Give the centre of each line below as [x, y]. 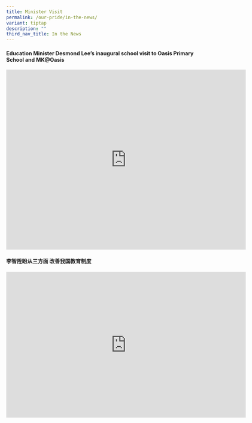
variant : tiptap [26, 23]
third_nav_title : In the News [44, 34]
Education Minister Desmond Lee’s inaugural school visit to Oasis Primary [100, 53]
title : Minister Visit [34, 12]
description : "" [26, 28]
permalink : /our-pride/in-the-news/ [52, 17]
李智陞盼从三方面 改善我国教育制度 [49, 261]
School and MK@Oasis [35, 59]
